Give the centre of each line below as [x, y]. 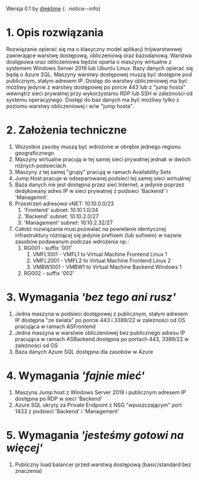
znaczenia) [28, 470]
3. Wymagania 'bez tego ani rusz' [91, 297]
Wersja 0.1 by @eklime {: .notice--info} [53, 9]
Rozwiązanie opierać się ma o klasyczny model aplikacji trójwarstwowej [94, 49]
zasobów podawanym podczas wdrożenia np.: [72, 241]
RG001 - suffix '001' [48, 248]
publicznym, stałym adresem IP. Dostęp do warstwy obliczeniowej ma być [97, 80]
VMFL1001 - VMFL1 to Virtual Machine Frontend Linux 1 [100, 254]
